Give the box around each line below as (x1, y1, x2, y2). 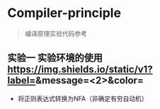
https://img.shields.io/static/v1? (7, 64, 154, 76)
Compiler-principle (7, 5, 122, 21)
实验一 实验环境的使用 (7, 52, 103, 64)
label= (7, 74, 36, 86)
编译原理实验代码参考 (24, 29, 87, 38)
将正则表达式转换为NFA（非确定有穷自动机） (17, 94, 148, 103)
